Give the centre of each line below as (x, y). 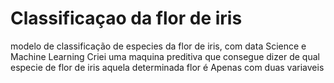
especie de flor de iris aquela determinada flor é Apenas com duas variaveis (167, 67)
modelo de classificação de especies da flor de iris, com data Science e (158, 46)
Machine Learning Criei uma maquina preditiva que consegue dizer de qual (165, 56)
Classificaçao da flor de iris (126, 18)
